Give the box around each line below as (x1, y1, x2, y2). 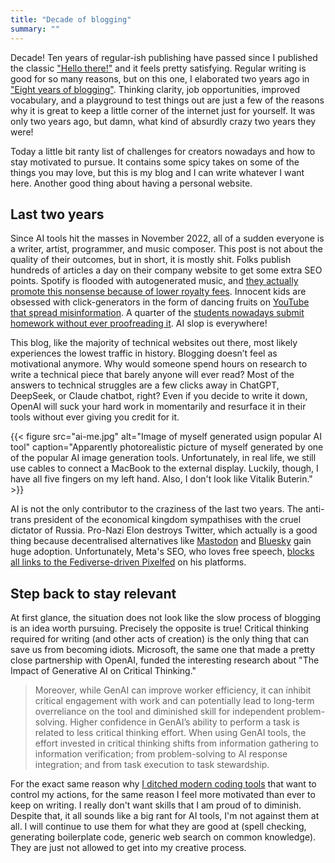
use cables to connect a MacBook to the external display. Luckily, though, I (10, 462, 319, 475)
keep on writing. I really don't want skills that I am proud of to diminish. (10, 799, 302, 811)
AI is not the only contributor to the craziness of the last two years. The (10, 503, 304, 515)
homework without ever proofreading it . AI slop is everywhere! (10, 317, 268, 330)
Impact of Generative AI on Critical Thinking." (10, 665, 197, 677)
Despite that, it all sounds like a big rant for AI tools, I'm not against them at (10, 810, 320, 822)
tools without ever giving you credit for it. (10, 411, 180, 423)
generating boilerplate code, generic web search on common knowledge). (10, 831, 317, 843)
